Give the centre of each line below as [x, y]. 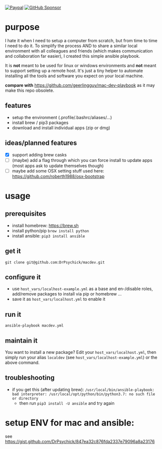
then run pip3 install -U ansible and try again [67, 403]
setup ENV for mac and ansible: [70, 423]
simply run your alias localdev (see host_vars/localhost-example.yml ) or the [81, 357]
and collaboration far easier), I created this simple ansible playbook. [73, 56]
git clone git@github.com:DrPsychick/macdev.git [55, 262]
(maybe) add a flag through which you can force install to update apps [82, 160]
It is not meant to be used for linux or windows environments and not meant [81, 65]
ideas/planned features [41, 143]
